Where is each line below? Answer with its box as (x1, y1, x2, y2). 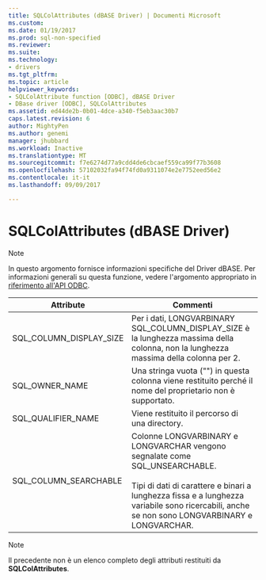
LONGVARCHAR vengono (131, 441, 226, 452)
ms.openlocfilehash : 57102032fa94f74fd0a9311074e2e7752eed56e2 (8, 166, 222, 174)
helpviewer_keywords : (8, 85, 80, 93)
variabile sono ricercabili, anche (131, 500, 250, 511)
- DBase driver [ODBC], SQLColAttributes (8, 100, 147, 108)
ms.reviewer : (8, 41, 51, 49)
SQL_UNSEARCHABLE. (131, 460, 217, 471)
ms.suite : (8, 48, 41, 56)
